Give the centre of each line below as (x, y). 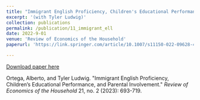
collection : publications (38, 22)
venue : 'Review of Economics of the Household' (66, 39)
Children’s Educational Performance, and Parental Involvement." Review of (97, 84)
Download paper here (33, 66)
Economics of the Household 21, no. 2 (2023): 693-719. (74, 91)
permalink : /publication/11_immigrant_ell (60, 28)
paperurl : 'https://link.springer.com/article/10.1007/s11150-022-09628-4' (102, 45)
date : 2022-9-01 (26, 34)
